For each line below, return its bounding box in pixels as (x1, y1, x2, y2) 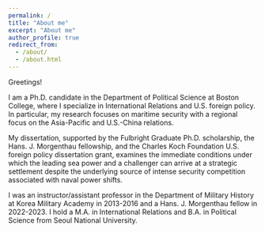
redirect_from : (8, 41, 59, 49)
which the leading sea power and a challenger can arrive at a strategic (8, 158, 238, 167)
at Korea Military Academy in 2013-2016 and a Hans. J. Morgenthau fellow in (8, 198, 258, 208)
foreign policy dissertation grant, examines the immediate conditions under (8, 149, 253, 159)
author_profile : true (8, 33, 80, 42)
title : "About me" (8, 19, 69, 27)
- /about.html (15, 56, 62, 64)
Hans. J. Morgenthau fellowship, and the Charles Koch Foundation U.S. (8, 141, 240, 151)
